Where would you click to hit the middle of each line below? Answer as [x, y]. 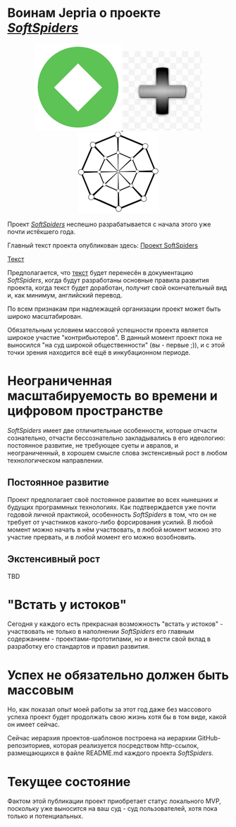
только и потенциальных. [45, 816]
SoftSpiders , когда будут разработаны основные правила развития [108, 280]
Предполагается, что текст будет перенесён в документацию [100, 272]
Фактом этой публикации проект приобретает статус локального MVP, [114, 801]
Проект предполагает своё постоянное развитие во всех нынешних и [113, 499]
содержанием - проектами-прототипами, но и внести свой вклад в [109, 639]
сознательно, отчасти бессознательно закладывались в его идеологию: [116, 438]
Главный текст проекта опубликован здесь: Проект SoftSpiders [103, 245]
